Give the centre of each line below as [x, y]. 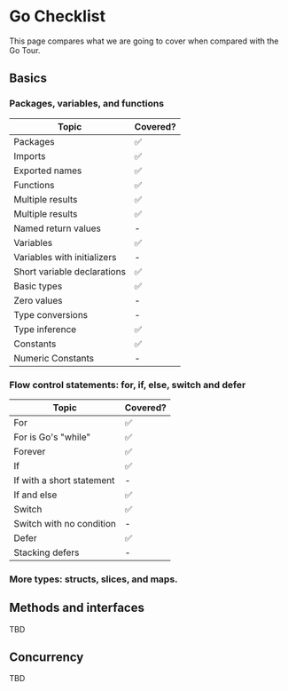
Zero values [39, 300]
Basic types [38, 286]
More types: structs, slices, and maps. [94, 579]
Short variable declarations [70, 271]
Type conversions [51, 314]
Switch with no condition [65, 523]
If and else [35, 495]
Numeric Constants [54, 358]
